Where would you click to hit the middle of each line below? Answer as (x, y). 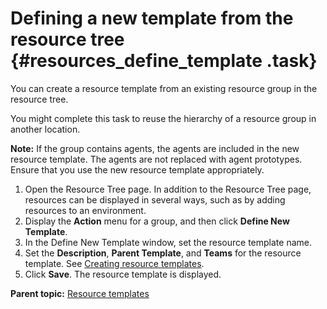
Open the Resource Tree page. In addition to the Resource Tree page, (168, 189)
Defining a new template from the (152, 18)
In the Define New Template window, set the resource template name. (168, 242)
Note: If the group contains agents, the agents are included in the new (155, 148)
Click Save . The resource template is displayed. (123, 274)
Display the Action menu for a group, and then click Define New (157, 221)
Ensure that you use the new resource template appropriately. (137, 169)
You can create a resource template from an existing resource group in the (164, 88)
